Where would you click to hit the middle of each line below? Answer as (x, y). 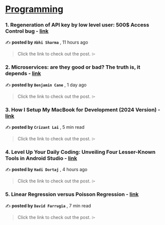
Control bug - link (27, 31)
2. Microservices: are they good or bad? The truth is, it (73, 67)
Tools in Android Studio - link (41, 158)
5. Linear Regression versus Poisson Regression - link (72, 194)
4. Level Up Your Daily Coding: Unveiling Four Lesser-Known (80, 152)
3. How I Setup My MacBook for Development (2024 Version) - (83, 110)
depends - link (23, 74)
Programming (34, 9)
